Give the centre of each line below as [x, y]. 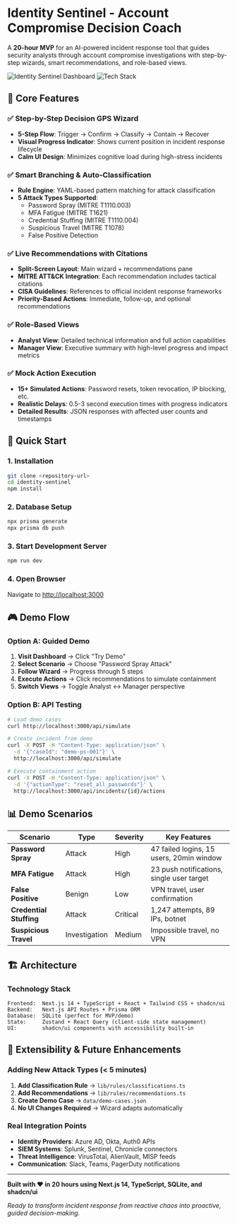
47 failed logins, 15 [183, 849]
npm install [25, 489]
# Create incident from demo [50, 739]
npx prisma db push [36, 528]
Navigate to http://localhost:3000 [56, 594]
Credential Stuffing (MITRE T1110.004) [83, 220]
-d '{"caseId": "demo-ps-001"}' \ [64, 752]
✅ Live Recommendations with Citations [78, 254]
